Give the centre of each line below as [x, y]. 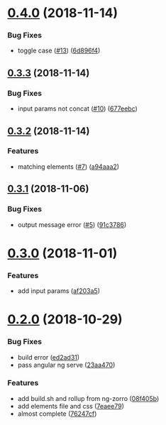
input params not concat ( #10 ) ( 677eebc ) [78, 109]
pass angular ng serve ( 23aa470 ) [66, 365]
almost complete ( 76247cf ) [57, 414]
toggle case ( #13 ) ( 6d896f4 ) [59, 50]
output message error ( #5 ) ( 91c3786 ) [72, 224]
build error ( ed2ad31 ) [49, 357]
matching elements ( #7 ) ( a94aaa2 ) [68, 166]
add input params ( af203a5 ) [59, 291]
